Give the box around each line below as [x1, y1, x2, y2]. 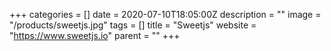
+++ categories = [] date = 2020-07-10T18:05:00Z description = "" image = [9, 9, 322, 20]
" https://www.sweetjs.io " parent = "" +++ [9, 30, 181, 41]
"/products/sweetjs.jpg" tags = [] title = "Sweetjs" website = [9, 19, 257, 31]
